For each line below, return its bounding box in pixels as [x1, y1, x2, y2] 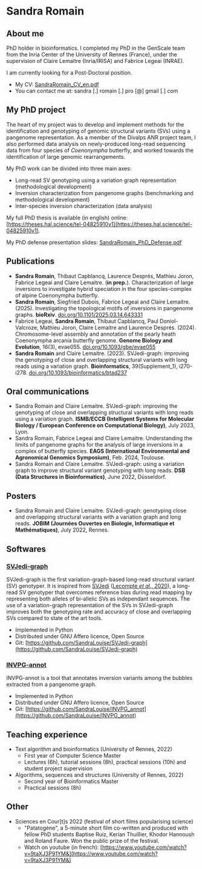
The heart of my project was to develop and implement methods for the [6, 121, 184, 128]
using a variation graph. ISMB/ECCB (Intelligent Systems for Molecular [15, 415, 195, 422]
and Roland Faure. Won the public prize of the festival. [24, 837, 160, 844]
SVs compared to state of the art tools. [6, 614, 103, 622]
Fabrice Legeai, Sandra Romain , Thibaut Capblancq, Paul [15, 317, 158, 325]
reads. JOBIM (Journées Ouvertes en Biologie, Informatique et [15, 520, 175, 527]
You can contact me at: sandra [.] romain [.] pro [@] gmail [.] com [15, 87, 178, 95]
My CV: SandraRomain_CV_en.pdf [15, 81, 99, 88]
